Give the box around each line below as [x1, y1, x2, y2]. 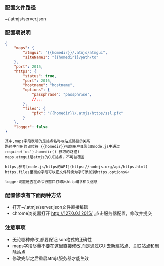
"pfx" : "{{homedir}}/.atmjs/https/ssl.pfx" [31, 111, 123, 116]
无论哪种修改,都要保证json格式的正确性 [12, 236, 92, 242]
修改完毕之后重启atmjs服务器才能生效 [12, 255, 89, 261]
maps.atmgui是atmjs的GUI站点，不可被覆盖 [5, 155, 84, 160]
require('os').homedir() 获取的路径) [5, 149, 80, 155]
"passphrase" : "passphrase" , [31, 92, 92, 97]
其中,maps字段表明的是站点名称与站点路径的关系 [5, 139, 90, 144]
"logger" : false [14, 125, 48, 130]
